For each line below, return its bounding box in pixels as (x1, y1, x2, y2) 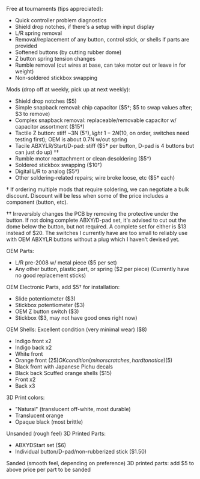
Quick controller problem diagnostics (14, 17, 107, 23)
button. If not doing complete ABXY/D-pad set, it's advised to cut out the (6, 216, 186, 224)
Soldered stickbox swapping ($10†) (14, 162, 102, 168)
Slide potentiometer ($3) (14, 295, 76, 302)
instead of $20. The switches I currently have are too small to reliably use (6, 230, 188, 236)
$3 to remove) (14, 111, 50, 117)
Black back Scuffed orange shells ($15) (14, 370, 112, 376)
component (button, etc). (6, 198, 68, 206)
